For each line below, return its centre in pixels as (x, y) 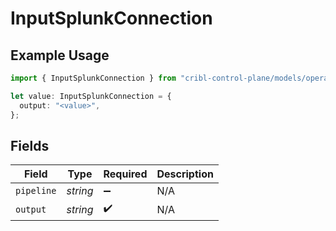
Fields (30, 145)
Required (125, 174)
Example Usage (60, 55)
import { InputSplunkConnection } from (93, 78)
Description (185, 174)
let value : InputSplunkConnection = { (91, 96)
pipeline (36, 191)
